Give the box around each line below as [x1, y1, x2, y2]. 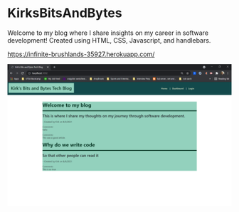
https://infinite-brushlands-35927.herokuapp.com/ [7, 50, 155, 58]
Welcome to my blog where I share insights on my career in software [7, 28, 208, 37]
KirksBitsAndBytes [7, 5, 122, 21]
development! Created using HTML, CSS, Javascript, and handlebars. [7, 36, 211, 44]
